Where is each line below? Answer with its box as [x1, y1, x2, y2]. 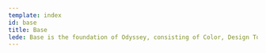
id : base [8, 19, 37, 26]
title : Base [8, 26, 47, 34]
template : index [8, 11, 62, 19]
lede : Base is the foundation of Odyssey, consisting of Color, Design [8, 33, 249, 41]
